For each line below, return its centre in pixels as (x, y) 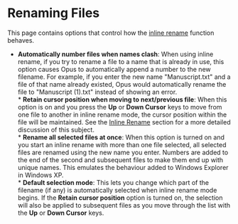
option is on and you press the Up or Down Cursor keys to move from (120, 107)
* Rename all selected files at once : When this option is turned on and (121, 137)
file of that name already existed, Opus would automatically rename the (122, 84)
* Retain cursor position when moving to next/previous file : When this (122, 99)
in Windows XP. (40, 175)
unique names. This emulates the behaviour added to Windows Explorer (123, 167)
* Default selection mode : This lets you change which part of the (113, 182)
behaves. (21, 40)
